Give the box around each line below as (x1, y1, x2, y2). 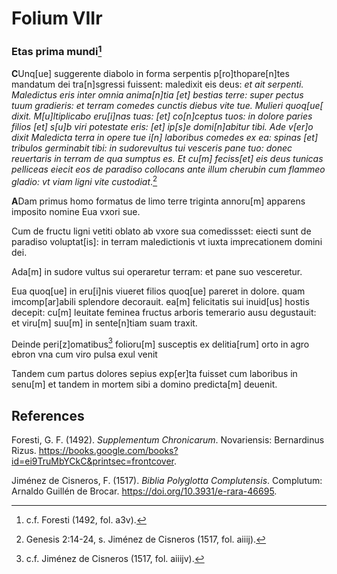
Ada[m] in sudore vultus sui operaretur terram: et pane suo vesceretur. (11, 265, 303, 277)
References (11, 407, 85, 424)
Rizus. (11, 445, 37, 457)
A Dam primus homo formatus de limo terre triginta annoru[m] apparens (11, 195, 306, 207)
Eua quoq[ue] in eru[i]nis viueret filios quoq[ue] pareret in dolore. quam (11, 285, 306, 297)
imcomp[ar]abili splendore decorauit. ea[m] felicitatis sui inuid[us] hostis (11, 295, 310, 307)
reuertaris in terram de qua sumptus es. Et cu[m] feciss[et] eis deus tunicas (11, 152, 324, 164)
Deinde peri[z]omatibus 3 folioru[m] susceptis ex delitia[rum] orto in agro (11, 336, 310, 350)
